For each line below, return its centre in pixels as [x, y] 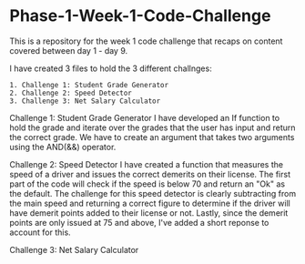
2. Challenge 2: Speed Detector [71, 93]
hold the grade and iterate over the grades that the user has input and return [152, 127]
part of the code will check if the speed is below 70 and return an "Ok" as [147, 184]
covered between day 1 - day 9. [69, 50]
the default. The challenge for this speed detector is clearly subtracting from [153, 193]
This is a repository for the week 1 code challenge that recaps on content [146, 41]
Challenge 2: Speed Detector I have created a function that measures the [147, 164]
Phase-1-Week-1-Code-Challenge [140, 16]
